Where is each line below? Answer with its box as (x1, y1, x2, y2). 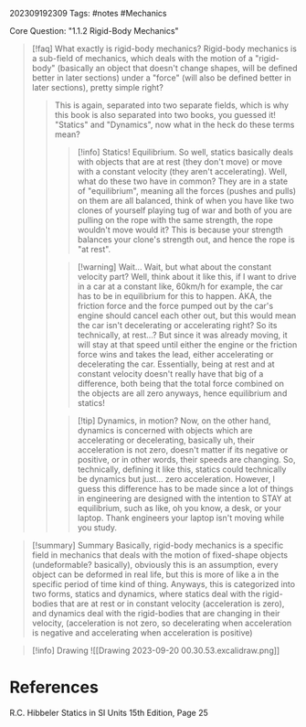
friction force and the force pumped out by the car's (77, 301, 274, 311)
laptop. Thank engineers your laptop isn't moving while (77, 512, 285, 523)
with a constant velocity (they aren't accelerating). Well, (77, 166, 288, 176)
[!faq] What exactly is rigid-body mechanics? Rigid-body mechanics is (31, 43, 297, 54)
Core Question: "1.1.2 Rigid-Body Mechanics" (9, 26, 180, 36)
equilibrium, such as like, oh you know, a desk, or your (77, 503, 281, 513)
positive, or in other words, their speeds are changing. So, (77, 454, 296, 465)
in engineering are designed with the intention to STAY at (77, 493, 292, 504)
